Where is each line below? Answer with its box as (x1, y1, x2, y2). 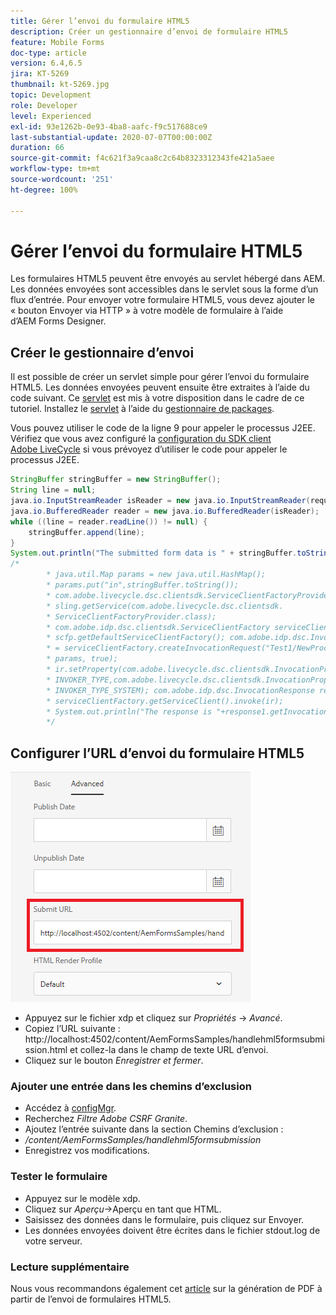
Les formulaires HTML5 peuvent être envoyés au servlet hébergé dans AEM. (10, 273, 326, 285)
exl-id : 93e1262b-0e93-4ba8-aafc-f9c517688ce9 (10, 121, 208, 132)
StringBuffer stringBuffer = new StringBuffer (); (10, 475, 222, 485)
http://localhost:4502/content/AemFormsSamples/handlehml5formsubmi (24, 1033, 325, 1045)
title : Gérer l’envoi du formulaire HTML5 (10, 16, 190, 26)
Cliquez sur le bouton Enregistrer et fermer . (24, 1055, 204, 1067)
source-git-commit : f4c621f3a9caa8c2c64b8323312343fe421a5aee (10, 153, 275, 164)
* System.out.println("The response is (46, 706, 213, 717)
